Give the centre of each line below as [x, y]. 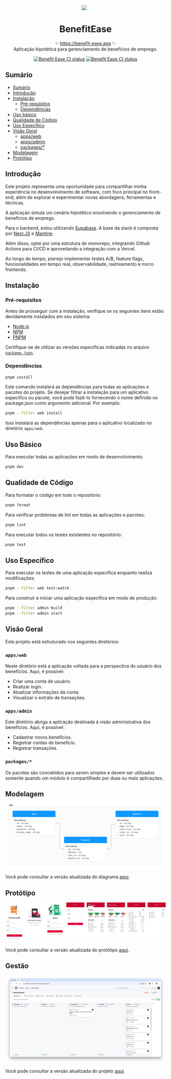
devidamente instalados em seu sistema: [48, 316]
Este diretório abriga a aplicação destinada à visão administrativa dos [78, 722]
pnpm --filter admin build [34, 608]
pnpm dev [15, 467]
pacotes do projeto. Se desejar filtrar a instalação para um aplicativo [77, 392]
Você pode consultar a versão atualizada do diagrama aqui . [68, 877]
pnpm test [16, 544]
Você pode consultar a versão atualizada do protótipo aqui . [67, 950]
